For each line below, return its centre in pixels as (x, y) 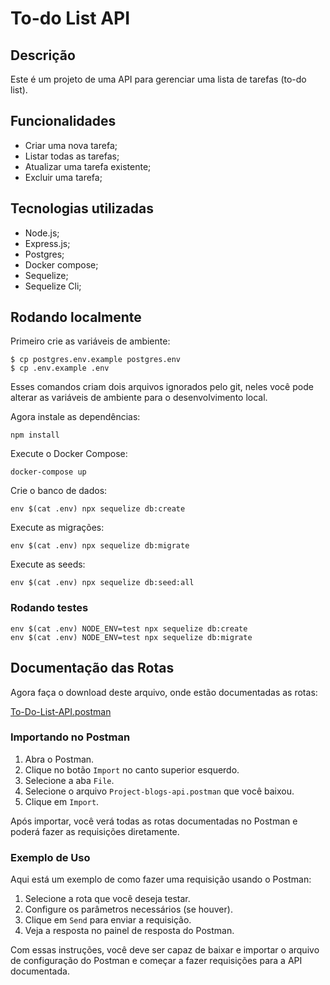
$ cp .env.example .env (60, 368)
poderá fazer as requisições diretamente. (95, 831)
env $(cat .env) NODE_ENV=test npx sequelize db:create (129, 628)
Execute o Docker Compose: (69, 454)
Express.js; (47, 243)
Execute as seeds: (48, 564)
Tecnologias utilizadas (82, 208)
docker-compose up (48, 472)
